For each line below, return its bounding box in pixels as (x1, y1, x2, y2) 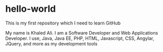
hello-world (5, 3, 56, 15)
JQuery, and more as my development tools (5, 40, 98, 46)
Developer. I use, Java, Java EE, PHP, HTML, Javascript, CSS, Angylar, (5, 35, 155, 41)
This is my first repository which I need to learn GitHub (5, 20, 121, 26)
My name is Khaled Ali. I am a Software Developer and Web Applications (5, 30, 158, 36)
